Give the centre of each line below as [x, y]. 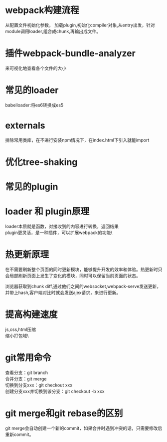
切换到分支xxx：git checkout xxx [39, 385]
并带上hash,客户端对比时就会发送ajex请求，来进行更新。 [63, 292]
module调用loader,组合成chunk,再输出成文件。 [53, 31]
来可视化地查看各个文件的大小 [36, 68]
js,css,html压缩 [21, 329]
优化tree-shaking [41, 162]
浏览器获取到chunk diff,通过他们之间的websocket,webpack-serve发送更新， [83, 286]
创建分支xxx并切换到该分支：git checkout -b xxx [55, 391]
